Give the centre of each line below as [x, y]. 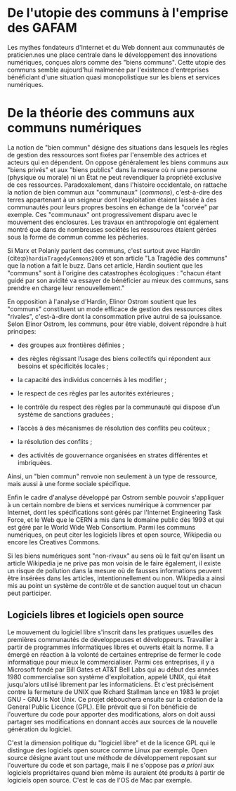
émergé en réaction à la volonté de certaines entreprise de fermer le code [114, 654]
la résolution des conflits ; [55, 441]
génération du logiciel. [40, 729]
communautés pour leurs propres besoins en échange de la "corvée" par [113, 207]
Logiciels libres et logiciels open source [96, 615]
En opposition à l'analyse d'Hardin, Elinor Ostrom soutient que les [102, 301]
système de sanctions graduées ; [66, 414]
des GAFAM [42, 28]
